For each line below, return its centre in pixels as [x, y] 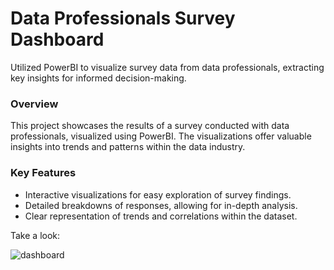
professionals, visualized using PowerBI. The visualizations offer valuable [161, 136]
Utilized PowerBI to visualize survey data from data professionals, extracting [167, 67]
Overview [34, 104]
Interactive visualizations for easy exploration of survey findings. [158, 194]
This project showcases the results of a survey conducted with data [150, 126]
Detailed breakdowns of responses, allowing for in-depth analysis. [161, 205]
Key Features [43, 173]
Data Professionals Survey [123, 18]
